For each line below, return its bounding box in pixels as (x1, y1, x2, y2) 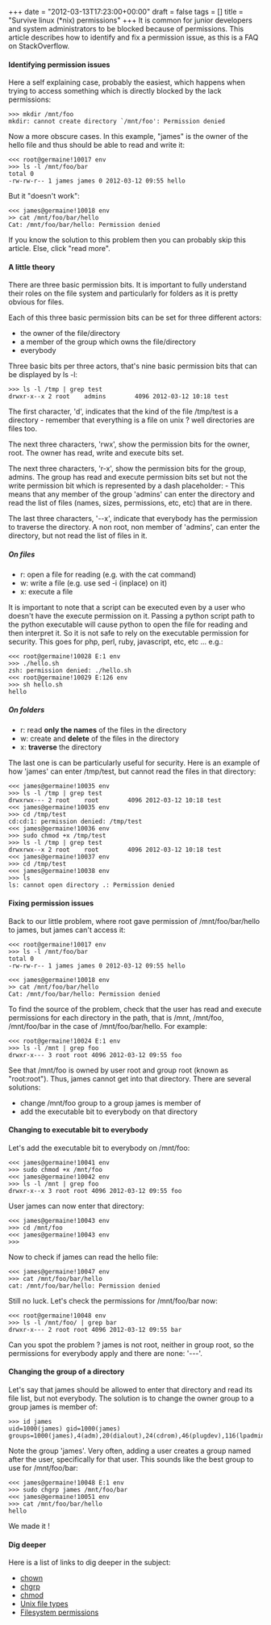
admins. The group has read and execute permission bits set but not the (8, 472, 248, 482)
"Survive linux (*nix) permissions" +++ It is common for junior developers (8, 15, 252, 25)
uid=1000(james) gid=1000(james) (8, 1425, 121, 1433)
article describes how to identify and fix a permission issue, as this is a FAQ (8, 32, 259, 42)
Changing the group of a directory (8, 1367, 125, 1376)
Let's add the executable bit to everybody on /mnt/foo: (8, 1143, 190, 1153)
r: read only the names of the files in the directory (19, 725, 187, 735)
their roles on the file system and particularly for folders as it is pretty (8, 288, 239, 298)
